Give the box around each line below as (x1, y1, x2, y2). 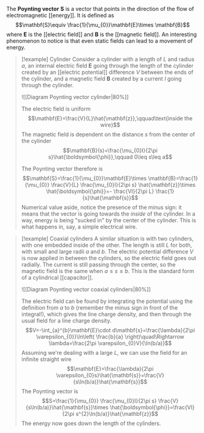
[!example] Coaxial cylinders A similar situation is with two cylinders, (21, 235, 194, 242)
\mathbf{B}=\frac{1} (148, 175, 199, 182)
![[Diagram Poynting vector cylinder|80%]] (21, 93, 129, 100)
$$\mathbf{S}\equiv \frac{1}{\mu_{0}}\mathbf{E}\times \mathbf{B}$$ (15, 21, 191, 28)
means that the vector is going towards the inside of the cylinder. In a (21, 210, 195, 217)
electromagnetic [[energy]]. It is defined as (6, 12, 114, 19)
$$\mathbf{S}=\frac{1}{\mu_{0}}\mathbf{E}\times (22, 175, 147, 182)
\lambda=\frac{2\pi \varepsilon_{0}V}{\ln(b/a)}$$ (48, 340, 172, 347)
